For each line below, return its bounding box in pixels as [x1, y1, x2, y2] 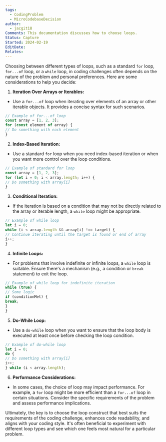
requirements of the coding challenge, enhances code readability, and [5, 415, 150, 421]
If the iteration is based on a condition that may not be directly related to [12, 203, 161, 209]
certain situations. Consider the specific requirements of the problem [12, 394, 155, 400]
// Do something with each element [5, 127, 79, 133]
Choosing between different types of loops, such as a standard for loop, [5, 63, 155, 69]
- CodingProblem [9, 12, 43, 17]
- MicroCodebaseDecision [9, 17, 61, 22]
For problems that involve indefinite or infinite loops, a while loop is [12, 260, 151, 266]
